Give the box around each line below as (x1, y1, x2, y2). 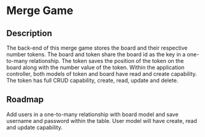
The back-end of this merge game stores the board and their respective (6, 44, 188, 51)
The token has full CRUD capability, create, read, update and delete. (6, 77, 179, 84)
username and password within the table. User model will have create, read (6, 117, 198, 124)
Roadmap (6, 94, 44, 105)
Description (6, 28, 52, 39)
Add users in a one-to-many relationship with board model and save (6, 111, 179, 118)
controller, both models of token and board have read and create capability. (6, 70, 198, 77)
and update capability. (6, 124, 63, 131)
